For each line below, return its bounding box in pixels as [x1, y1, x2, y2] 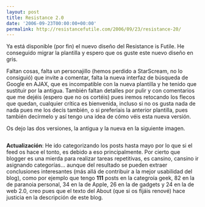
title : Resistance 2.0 [6, 15, 64, 21]
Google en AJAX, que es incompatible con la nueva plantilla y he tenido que [6, 81, 197, 88]
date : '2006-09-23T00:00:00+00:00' [6, 20, 97, 26]
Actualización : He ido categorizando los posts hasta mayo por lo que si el [6, 142, 193, 150]
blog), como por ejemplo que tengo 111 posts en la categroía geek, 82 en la [6, 175, 195, 182]
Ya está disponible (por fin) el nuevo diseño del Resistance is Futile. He [6, 43, 185, 50]
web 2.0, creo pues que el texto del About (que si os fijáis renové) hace [6, 187, 185, 195]
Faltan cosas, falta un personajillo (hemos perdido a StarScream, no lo [6, 68, 183, 75]
